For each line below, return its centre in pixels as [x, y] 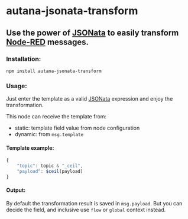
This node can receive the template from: [56, 117]
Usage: [17, 86]
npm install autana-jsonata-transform [54, 71]
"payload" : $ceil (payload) [50, 172]
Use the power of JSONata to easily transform [93, 33]
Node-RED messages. [48, 42]
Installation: [24, 59]
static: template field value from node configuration [77, 128]
